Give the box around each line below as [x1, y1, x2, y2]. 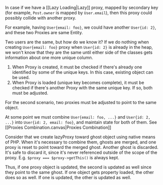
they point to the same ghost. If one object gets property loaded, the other [5, 169, 154, 175]
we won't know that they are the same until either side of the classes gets [5, 49, 153, 55]
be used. [12, 75, 30, 80]
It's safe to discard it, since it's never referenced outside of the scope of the [5, 149, 157, 155]
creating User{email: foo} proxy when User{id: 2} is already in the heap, [5, 44, 153, 50]
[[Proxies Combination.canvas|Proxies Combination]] [5, 124, 111, 130]
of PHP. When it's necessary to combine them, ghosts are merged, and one [5, 139, 157, 145]
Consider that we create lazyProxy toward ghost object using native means [5, 134, 156, 140]
